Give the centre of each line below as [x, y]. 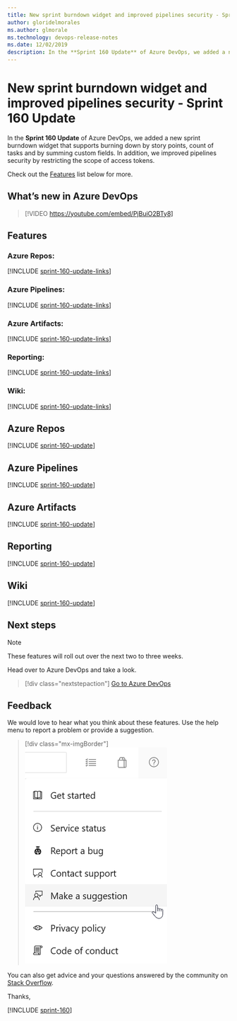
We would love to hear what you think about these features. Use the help [113, 723]
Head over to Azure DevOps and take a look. [72, 670]
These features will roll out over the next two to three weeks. [95, 656]
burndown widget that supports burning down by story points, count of [110, 145]
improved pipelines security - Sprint [115, 103]
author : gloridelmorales [44, 22]
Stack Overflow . [31, 983]
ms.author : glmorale [38, 30]
